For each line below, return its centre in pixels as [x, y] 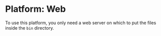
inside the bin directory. [30, 28]
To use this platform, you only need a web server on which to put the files [81, 23]
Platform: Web [36, 9]
